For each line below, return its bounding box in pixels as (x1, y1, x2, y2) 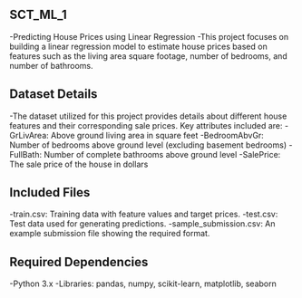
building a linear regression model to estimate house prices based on (9, 41, 268, 52)
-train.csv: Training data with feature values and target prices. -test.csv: (9, 208, 278, 220)
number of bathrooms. (9, 60, 93, 71)
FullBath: (9, 149, 43, 159)
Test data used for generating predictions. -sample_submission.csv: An (9, 218, 276, 229)
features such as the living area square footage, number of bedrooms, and (9, 50, 287, 62)
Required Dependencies (9, 254, 149, 270)
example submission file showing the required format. (9, 228, 210, 239)
